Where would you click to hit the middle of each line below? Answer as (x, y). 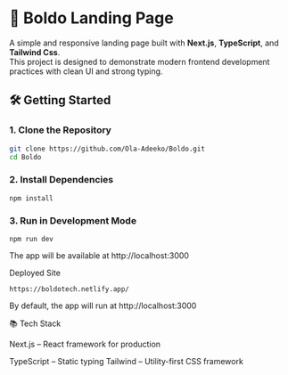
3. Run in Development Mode (73, 220)
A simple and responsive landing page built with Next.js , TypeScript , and (144, 43)
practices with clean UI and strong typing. (86, 71)
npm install (31, 198)
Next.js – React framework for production (85, 344)
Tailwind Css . (35, 52)
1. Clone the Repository (60, 130)
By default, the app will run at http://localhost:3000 (103, 306)
